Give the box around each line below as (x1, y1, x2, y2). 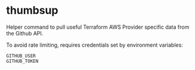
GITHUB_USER (6, 53, 36, 59)
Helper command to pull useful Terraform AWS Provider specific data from (6, 23, 190, 31)
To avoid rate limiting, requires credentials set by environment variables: (6, 41, 183, 48)
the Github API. (6, 29, 44, 36)
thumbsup (6, 4, 58, 17)
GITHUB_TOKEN (6, 58, 39, 64)
